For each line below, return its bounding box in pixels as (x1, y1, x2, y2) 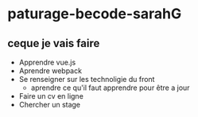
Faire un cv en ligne (18, 92, 84, 100)
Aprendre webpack (18, 66, 83, 76)
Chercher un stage (18, 100, 81, 109)
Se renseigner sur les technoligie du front (18, 75, 155, 84)
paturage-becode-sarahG (7, 5, 182, 23)
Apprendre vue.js (18, 57, 76, 67)
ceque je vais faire (7, 37, 100, 50)
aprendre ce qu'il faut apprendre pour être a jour (30, 83, 190, 92)
